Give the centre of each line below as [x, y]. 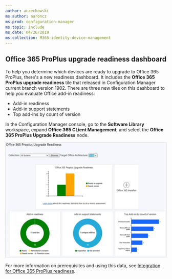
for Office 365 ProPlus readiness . [40, 271]
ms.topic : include [25, 27]
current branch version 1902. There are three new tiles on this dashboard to [85, 88]
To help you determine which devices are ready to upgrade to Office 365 [82, 71]
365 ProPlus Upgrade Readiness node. [47, 135]
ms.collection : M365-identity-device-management [58, 38]
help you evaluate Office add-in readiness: [50, 93]
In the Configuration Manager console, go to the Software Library [75, 124]
